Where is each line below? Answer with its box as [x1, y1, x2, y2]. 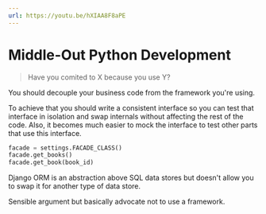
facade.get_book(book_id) [8, 158, 94, 167]
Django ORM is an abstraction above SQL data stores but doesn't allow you [8, 173, 254, 183]
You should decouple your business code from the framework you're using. [8, 88, 256, 97]
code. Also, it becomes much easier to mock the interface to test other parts [8, 120, 258, 130]
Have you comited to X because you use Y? [27, 72, 171, 82]
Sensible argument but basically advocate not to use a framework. [8, 196, 226, 207]
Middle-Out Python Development [8, 45, 232, 64]
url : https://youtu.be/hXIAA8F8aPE [8, 11, 126, 20]
